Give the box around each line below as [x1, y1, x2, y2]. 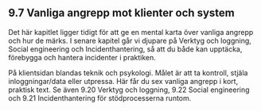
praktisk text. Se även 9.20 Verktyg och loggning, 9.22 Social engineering [8, 85, 250, 94]
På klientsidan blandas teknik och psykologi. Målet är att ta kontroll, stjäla [8, 67, 248, 78]
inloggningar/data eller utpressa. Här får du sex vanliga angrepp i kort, [8, 76, 239, 86]
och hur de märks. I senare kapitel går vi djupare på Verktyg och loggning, [8, 36, 252, 45]
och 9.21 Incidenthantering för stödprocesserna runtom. [8, 93, 192, 102]
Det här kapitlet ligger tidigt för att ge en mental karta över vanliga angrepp [8, 27, 254, 36]
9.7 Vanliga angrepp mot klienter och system [8, 6, 235, 20]
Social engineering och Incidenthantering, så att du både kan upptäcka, [8, 44, 243, 54]
